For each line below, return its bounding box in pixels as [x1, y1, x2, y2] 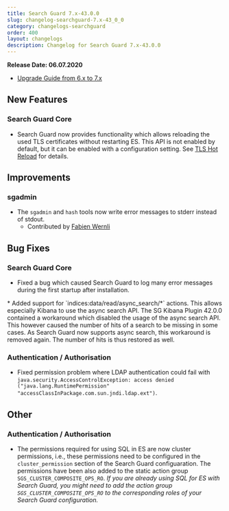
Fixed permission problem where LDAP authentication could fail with [16, 368, 210, 377]
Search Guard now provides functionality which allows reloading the [16, 130, 210, 138]
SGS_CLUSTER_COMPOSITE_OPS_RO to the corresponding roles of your [16, 488, 202, 497]
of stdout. [16, 215, 45, 224]
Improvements [7, 172, 71, 184]
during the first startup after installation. [16, 286, 130, 294]
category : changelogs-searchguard [7, 23, 106, 29]
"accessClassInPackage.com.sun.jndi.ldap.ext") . [16, 389, 158, 397]
